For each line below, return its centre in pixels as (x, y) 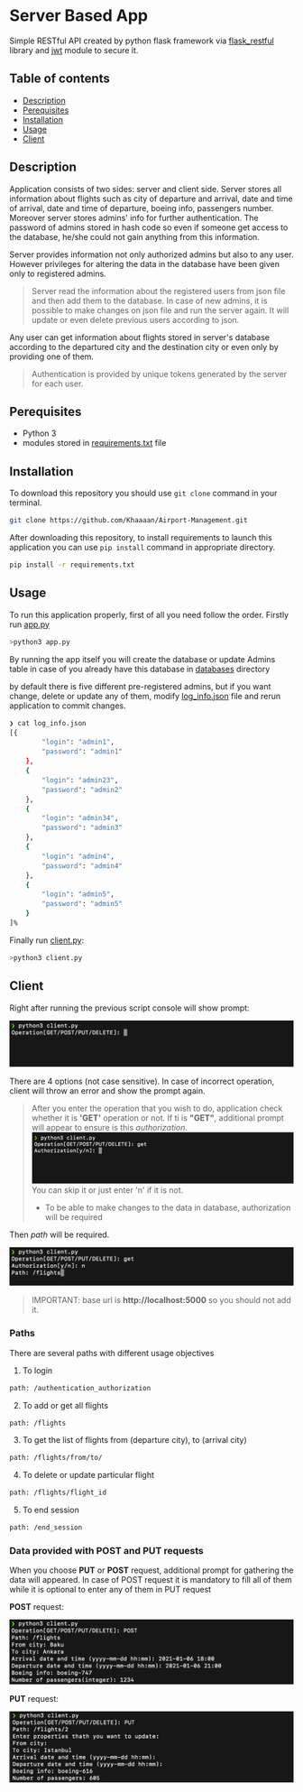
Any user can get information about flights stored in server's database (140, 337)
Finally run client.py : (47, 940)
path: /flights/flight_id (58, 1493)
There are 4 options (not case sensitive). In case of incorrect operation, (142, 1081)
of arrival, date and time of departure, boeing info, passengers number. (142, 208)
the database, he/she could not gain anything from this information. (134, 236)
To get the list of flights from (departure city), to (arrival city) (135, 1440)
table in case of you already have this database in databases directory (140, 669)
